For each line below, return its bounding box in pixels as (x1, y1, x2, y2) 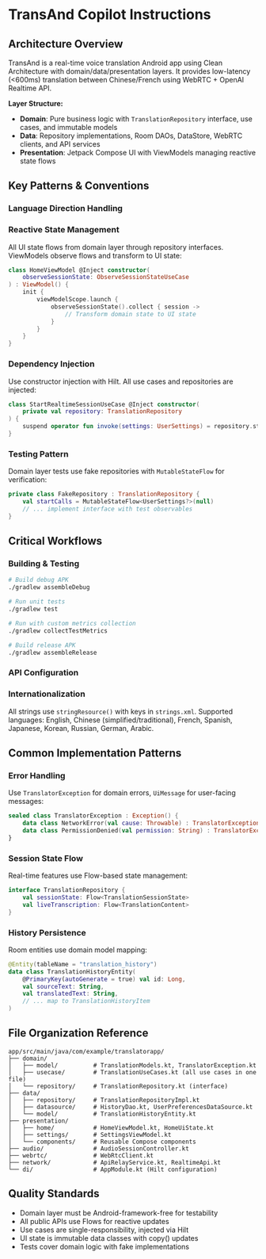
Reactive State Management (8, 224, 120, 235)
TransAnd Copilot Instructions (8, 6, 211, 24)
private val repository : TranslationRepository (22, 408, 182, 415)
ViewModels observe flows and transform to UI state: (8, 251, 182, 260)
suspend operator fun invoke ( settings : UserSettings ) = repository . (22, 423, 253, 431)
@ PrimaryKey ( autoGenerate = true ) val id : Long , (22, 975, 186, 983)
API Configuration (8, 668, 79, 679)
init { (22, 288, 44, 297)
